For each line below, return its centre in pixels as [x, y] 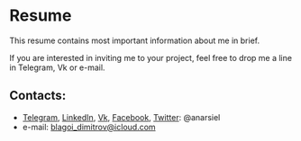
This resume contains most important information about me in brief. [134, 40]
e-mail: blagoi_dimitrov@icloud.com [89, 127]
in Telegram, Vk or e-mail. [57, 67]
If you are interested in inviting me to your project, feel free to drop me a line [151, 57]
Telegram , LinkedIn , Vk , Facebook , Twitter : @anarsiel [121, 117]
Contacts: [38, 96]
